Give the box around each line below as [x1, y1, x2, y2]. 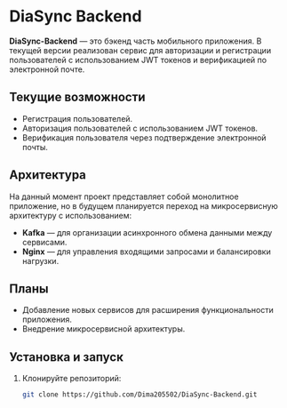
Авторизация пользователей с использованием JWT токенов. [21, 123, 259, 133]
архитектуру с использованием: [9, 210, 132, 220]
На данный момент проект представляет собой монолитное [9, 191, 239, 202]
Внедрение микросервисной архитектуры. [21, 324, 186, 334]
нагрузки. [21, 255, 60, 266]
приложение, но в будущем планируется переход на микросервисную [9, 200, 278, 211]
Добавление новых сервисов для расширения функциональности [21, 305, 274, 316]
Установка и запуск [9, 349, 124, 364]
